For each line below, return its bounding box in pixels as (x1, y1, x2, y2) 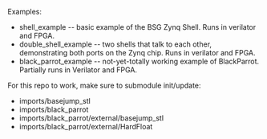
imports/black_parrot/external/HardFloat (18, 122, 153, 131)
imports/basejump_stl (18, 96, 91, 105)
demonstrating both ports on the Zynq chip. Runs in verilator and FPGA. (18, 48, 256, 57)
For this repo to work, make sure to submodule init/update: (7, 80, 201, 90)
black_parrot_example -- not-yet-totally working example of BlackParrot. (18, 56, 260, 66)
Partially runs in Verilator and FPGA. (18, 65, 138, 75)
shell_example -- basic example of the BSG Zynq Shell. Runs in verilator (18, 22, 257, 31)
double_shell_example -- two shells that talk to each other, (18, 39, 212, 49)
